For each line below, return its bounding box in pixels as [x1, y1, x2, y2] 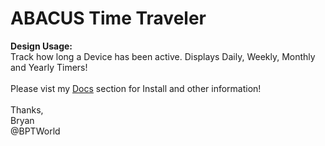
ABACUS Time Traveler [10, 7, 207, 30]
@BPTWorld [10, 125, 61, 137]
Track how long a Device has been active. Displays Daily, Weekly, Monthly [10, 50, 316, 62]
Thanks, [10, 103, 44, 116]
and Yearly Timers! [10, 61, 88, 73]
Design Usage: [10, 40, 73, 52]
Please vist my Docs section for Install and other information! [10, 82, 262, 94]
